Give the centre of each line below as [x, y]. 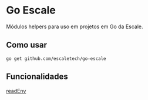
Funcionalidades [37, 77]
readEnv [16, 91]
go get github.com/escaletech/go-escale [56, 59]
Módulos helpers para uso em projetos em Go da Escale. [75, 26]
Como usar [27, 45]
